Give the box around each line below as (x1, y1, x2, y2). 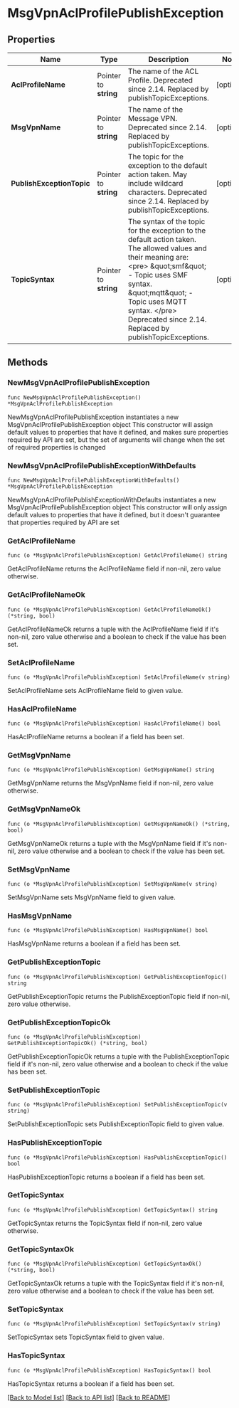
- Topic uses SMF (127, 270, 188, 280)
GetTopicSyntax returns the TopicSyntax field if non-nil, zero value (7, 1219, 203, 1227)
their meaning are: (127, 253, 189, 262)
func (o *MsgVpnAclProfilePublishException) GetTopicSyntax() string (7, 1206, 218, 1214)
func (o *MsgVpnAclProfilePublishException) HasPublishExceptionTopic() (7, 1154, 228, 1161)
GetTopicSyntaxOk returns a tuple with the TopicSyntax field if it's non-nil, (7, 1279, 225, 1288)
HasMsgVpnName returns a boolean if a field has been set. (7, 939, 181, 948)
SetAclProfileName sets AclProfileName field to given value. (7, 686, 184, 694)
